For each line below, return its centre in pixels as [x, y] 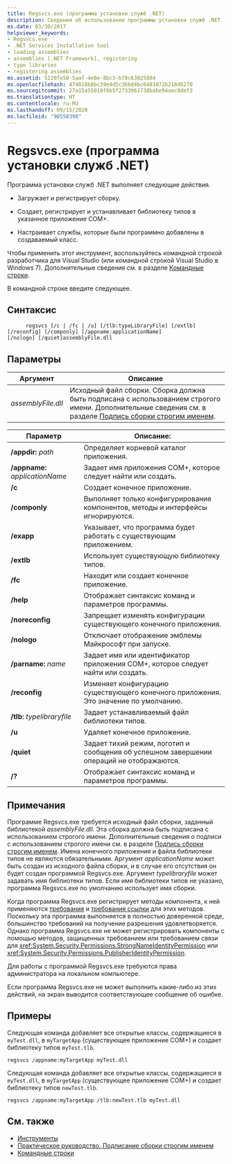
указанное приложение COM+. [63, 219]
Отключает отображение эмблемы [143, 636]
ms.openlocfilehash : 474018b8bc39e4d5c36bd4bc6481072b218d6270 [100, 84]
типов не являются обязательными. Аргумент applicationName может [111, 859]
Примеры [29, 1016]
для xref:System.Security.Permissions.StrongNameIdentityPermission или [113, 945]
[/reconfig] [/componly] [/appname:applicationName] [85, 332]
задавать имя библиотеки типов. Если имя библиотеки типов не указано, [116, 880]
